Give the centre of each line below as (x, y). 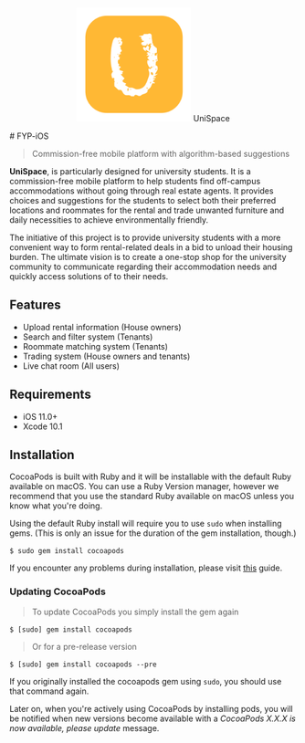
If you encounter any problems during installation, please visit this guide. (146, 568)
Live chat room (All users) (71, 366)
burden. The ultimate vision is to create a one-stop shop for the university (148, 257)
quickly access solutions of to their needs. (89, 276)
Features (35, 305)
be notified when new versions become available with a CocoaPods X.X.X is (153, 718)
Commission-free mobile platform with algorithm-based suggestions (161, 154)
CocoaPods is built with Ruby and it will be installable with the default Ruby (151, 476)
